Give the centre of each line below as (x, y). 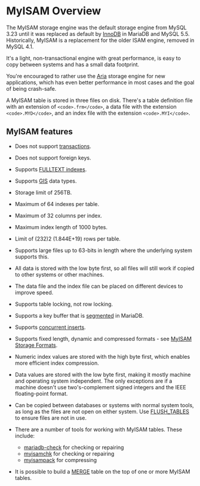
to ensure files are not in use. (50, 418)
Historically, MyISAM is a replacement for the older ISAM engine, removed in (100, 40)
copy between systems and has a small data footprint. (73, 64)
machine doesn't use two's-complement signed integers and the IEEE (100, 387)
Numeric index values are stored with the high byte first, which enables (102, 356)
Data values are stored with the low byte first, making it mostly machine (103, 374)
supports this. (32, 256)
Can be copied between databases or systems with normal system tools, (104, 405)
